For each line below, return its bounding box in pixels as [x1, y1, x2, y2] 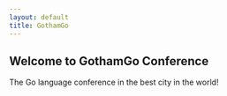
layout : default [9, 12, 69, 22]
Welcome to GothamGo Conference [9, 54, 209, 69]
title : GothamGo [9, 21, 69, 30]
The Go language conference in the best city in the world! [9, 77, 219, 88]
